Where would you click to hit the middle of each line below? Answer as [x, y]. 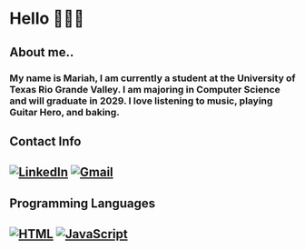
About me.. [42, 52]
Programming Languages [83, 203]
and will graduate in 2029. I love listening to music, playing [141, 101]
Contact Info [45, 141]
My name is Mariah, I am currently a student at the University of [152, 78]
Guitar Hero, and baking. [64, 112]
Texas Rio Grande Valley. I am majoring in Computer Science [145, 89]
